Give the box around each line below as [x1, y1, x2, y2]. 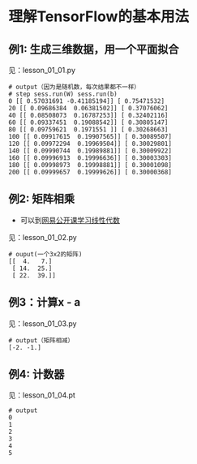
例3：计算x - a [8, 295, 81, 309]
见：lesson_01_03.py [8, 318, 77, 329]
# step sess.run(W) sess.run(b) [8, 90, 118, 98]
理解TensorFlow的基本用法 [8, 7, 189, 26]
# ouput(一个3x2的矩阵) [8, 250, 83, 258]
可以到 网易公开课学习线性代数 [19, 215, 120, 225]
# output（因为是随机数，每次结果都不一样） [8, 83, 140, 91]
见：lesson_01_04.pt [8, 390, 75, 400]
